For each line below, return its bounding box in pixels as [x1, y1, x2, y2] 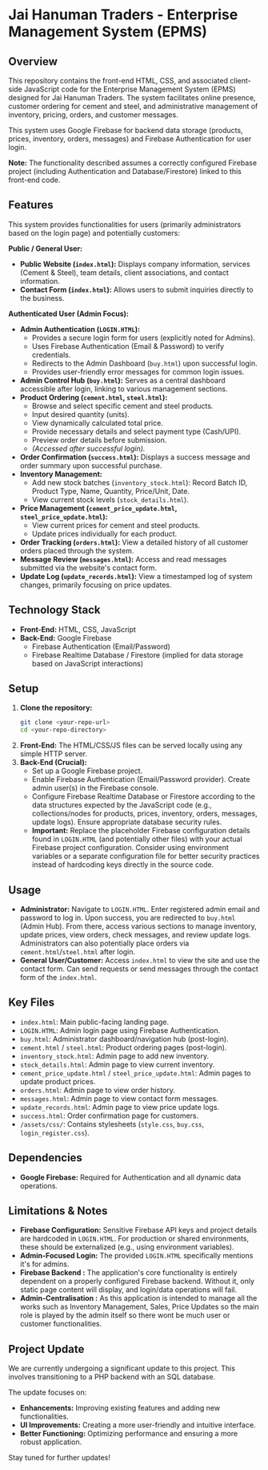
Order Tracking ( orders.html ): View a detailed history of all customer [19, 537, 249, 547]
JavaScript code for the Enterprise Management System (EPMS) [23, 84, 236, 94]
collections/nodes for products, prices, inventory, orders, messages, [31, 808, 258, 819]
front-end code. [8, 175, 61, 184]
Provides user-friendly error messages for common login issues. [31, 366, 245, 376]
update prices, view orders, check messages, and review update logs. [19, 930, 251, 939]
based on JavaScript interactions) [31, 658, 144, 668]
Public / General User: [8, 243, 82, 253]
